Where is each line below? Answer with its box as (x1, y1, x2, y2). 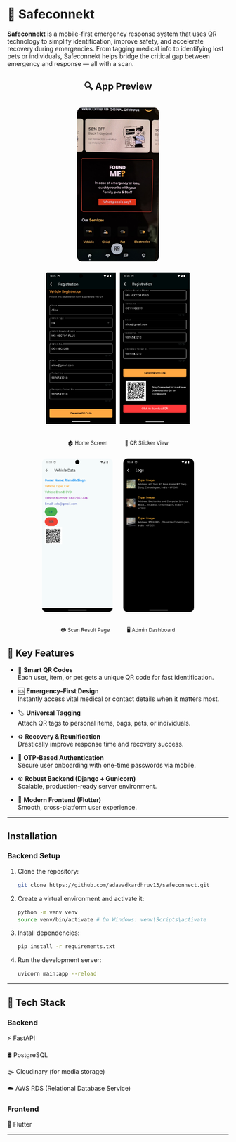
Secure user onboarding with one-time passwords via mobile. (17, 761, 197, 770)
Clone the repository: (17, 867, 79, 875)
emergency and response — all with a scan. (7, 59, 134, 67)
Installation (7, 830, 58, 842)
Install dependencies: (17, 928, 80, 937)
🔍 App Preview (84, 81, 152, 93)
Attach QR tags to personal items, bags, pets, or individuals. (17, 719, 191, 728)
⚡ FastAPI (7, 1034, 36, 1042)
